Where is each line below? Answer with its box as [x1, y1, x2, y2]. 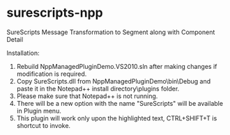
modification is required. [16, 70, 87, 78]
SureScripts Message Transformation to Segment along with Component [6, 28, 215, 36]
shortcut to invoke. [16, 121, 71, 129]
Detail [6, 35, 24, 43]
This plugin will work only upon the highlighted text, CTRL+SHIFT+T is [16, 113, 217, 122]
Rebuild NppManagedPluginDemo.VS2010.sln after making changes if [16, 62, 217, 70]
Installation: [6, 49, 40, 57]
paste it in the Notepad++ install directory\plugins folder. [16, 84, 180, 93]
